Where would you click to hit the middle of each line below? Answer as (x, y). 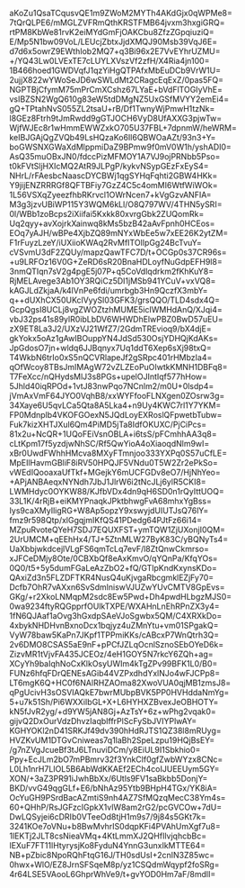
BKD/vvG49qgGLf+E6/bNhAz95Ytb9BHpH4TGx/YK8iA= (114, 788)
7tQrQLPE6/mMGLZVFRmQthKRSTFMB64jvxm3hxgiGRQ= (118, 23)
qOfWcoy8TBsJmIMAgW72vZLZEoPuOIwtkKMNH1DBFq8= (118, 367)
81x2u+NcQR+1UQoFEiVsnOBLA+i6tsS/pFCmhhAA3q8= (113, 434)
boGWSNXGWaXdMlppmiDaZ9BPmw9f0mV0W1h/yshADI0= (120, 147)
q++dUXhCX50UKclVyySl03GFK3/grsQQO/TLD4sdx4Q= (115, 300)
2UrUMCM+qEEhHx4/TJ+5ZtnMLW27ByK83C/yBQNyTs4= (119, 539)
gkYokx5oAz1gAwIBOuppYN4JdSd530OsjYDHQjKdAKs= (114, 338)
